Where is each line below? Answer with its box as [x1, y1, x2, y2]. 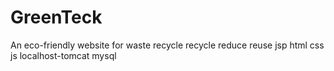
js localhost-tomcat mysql [10, 49, 117, 61]
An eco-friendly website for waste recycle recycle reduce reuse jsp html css [10, 39, 325, 51]
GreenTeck [10, 6, 103, 29]
